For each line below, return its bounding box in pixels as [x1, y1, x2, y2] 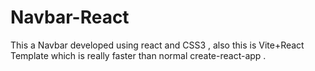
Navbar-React [10, 6, 130, 29]
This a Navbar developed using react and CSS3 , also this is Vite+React [10, 39, 305, 51]
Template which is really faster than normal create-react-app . [10, 49, 267, 61]
